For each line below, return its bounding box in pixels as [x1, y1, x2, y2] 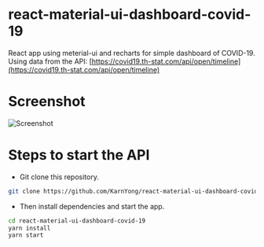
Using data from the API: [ [8, 57, 93, 66]
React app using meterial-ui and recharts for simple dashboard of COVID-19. [8, 48, 255, 57]
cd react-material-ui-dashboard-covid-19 [8, 216, 146, 225]
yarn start [8, 231, 44, 239]
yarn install [8, 224, 51, 232]
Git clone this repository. [19, 171, 100, 182]
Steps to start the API [8, 146, 150, 164]
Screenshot [8, 93, 86, 111]
